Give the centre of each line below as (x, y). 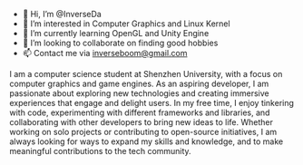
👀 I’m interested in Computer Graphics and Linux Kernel (126, 24)
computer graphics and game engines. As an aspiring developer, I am (139, 83)
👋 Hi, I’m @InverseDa (62, 14)
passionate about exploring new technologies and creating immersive (139, 93)
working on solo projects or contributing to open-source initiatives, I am (143, 132)
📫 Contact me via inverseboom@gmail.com (105, 53)
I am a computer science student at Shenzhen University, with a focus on (146, 74)
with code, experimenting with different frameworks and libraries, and (140, 112)
